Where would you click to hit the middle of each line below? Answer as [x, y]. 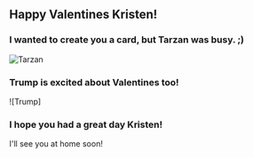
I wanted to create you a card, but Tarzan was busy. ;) [127, 40]
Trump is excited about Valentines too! [94, 82]
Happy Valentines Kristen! [83, 15]
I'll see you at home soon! [56, 144]
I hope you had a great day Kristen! [86, 124]
